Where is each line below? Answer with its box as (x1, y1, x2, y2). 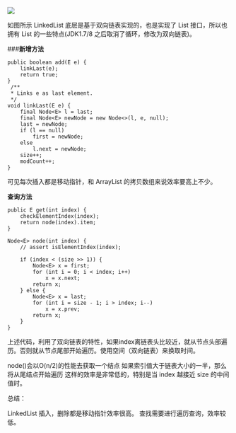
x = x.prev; (45, 306, 81, 313)
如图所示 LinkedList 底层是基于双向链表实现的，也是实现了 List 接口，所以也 (7, 21, 228, 29)
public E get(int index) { (7, 207, 87, 214)
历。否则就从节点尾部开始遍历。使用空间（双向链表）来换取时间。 (7, 347, 199, 354)
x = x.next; (45, 275, 81, 282)
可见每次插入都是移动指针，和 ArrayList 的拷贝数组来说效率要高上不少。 (7, 178, 217, 185)
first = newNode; (33, 133, 83, 140)
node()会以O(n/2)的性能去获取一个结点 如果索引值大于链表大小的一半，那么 (7, 362, 228, 369)
